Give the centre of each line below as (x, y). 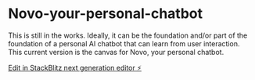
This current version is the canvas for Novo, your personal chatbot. (116, 52)
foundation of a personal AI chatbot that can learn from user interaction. (124, 43)
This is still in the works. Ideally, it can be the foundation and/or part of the (128, 35)
